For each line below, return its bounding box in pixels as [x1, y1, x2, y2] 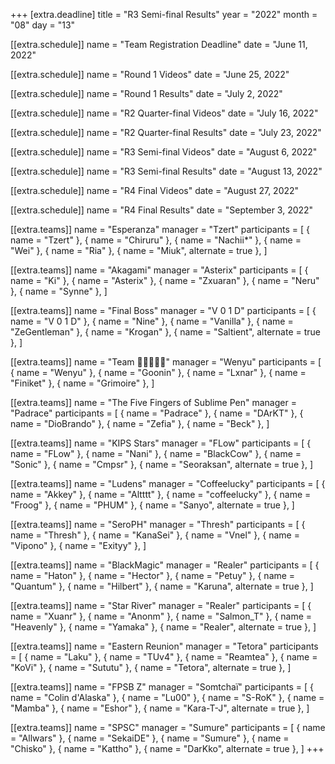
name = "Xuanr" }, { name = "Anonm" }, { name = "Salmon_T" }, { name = [10, 610, 313, 622]
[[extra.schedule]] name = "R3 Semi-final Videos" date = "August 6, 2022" [10, 146, 318, 158]
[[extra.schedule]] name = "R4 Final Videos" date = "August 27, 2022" [10, 185, 300, 196]
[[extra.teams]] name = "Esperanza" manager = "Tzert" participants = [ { [10, 224, 310, 235]
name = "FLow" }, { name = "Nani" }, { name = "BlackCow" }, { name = [10, 448, 302, 459]
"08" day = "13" [10, 19, 76, 31]
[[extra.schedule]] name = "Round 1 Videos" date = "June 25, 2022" [10, 69, 290, 80]
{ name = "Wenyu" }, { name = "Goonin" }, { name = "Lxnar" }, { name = [10, 367, 307, 378]
